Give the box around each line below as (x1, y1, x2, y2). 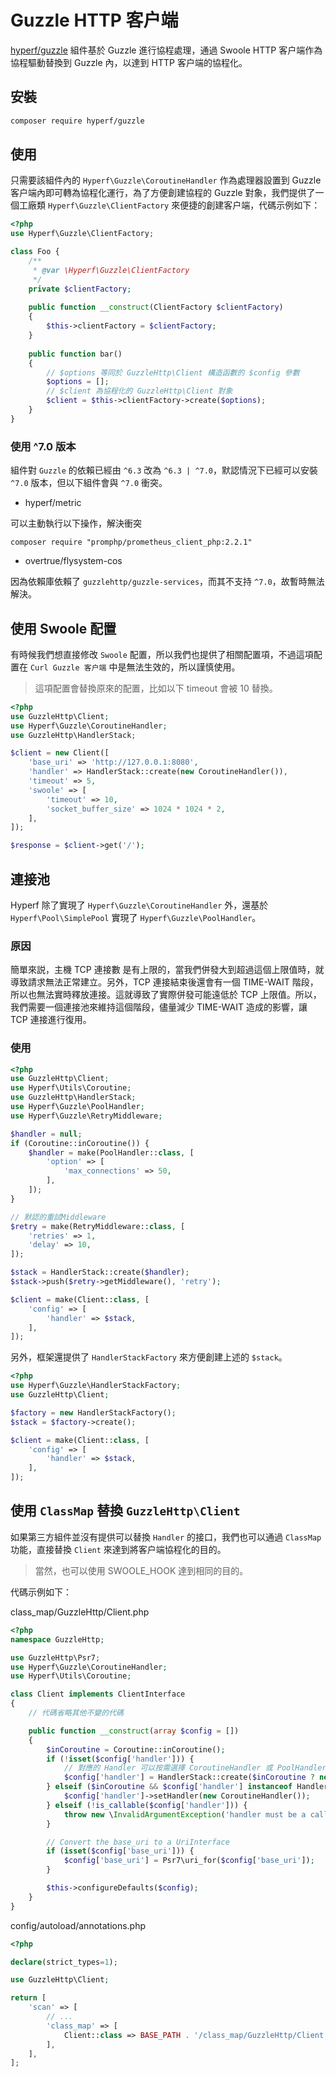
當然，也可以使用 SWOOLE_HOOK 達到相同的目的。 (34, 1564, 249, 1576)
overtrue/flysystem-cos (24, 555, 123, 567)
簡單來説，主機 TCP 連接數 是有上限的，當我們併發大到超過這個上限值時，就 (10, 964, 325, 976)
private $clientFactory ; (28, 284, 132, 294)
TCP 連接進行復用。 (10, 1014, 92, 1026)
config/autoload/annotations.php (10, 1919, 147, 1931)
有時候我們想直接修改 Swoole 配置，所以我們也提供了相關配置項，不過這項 (10, 648, 314, 660)
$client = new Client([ (10, 748, 110, 758)
